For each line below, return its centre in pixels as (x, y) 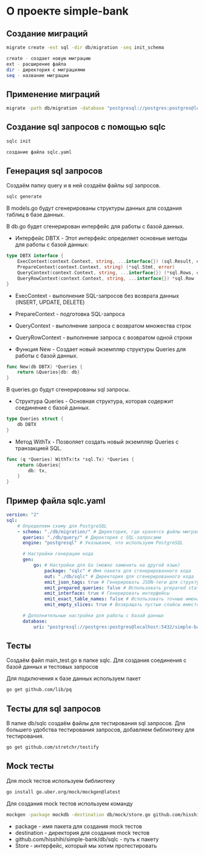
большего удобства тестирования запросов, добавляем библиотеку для (100, 730)
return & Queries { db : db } (49, 372)
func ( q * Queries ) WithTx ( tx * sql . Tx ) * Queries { (70, 459)
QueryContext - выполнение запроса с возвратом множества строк (103, 325)
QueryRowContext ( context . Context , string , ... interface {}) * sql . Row (106, 278)
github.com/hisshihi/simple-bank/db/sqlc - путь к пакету (87, 839)
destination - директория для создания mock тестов (82, 833)
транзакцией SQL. (39, 448)
